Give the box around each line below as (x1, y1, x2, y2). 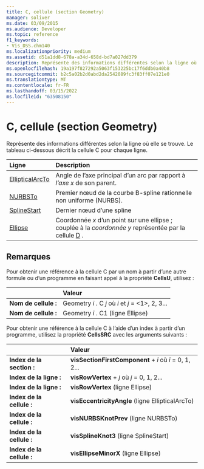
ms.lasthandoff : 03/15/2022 (6, 88, 78, 94)
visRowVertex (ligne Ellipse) (70, 383, 152, 391)
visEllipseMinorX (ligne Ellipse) (70, 449, 161, 457)
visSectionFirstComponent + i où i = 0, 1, (70, 355, 191, 364)
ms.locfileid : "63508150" (6, 94, 72, 100)
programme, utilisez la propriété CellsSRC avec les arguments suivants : (6, 330, 187, 338)
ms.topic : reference (6, 32, 59, 38)
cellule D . (55, 231, 84, 239)
